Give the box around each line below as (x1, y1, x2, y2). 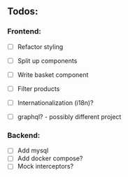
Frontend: (7, 27, 42, 36)
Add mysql (17, 146, 49, 155)
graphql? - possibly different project (17, 113, 122, 121)
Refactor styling (17, 42, 64, 51)
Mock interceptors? (17, 162, 74, 171)
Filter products (17, 84, 60, 93)
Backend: (7, 130, 41, 140)
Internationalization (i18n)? (17, 98, 94, 107)
